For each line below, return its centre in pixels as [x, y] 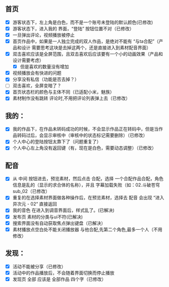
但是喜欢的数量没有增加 [44, 67]
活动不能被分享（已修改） [39, 266]
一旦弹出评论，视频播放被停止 [43, 35]
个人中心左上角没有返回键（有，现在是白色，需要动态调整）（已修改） [84, 148]
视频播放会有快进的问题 [37, 73]
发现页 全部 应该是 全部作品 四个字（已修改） [59, 279]
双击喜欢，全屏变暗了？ [37, 86]
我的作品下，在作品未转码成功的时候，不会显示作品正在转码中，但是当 [86, 129]
